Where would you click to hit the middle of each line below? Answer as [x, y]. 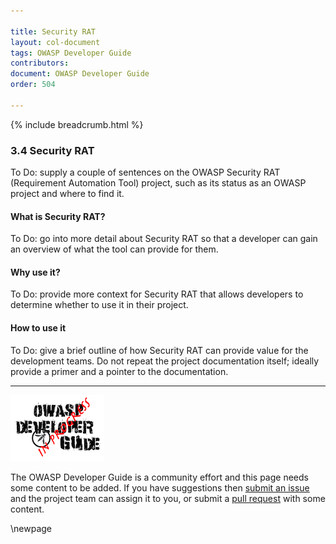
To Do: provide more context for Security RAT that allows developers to [157, 294]
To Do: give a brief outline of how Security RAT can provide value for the [159, 350]
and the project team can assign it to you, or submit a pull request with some [168, 498]
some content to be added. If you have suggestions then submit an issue [160, 487]
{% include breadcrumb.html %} [77, 124]
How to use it [38, 328]
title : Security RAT [53, 31]
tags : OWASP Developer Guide [71, 53]
